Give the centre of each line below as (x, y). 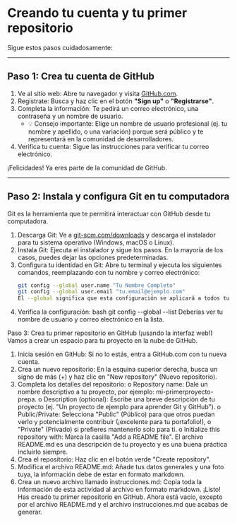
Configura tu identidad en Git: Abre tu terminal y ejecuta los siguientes (120, 265)
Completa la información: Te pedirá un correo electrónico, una (108, 108)
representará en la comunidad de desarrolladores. (101, 139)
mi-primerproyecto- (185, 392)
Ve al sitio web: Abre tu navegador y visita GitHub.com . (98, 93)
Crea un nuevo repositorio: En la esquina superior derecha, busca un (117, 370)
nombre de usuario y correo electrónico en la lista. (91, 319)
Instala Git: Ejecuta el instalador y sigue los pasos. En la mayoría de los (120, 249)
